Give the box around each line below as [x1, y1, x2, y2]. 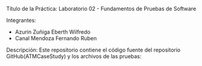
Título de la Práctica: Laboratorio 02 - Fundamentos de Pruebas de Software [6, 5, 197, 12]
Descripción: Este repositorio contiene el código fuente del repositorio [6, 46, 181, 53]
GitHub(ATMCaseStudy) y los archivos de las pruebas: [6, 53, 142, 59]
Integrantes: [6, 17, 36, 23]
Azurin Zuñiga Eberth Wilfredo [14, 28, 90, 35]
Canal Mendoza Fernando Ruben [14, 35, 97, 41]
